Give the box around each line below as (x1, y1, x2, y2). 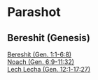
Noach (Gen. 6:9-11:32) (7, 58, 75, 66)
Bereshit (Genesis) (7, 32, 91, 44)
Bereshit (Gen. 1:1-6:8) (7, 50, 72, 58)
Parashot (7, 4, 61, 20)
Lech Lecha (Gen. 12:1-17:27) (7, 65, 91, 73)
